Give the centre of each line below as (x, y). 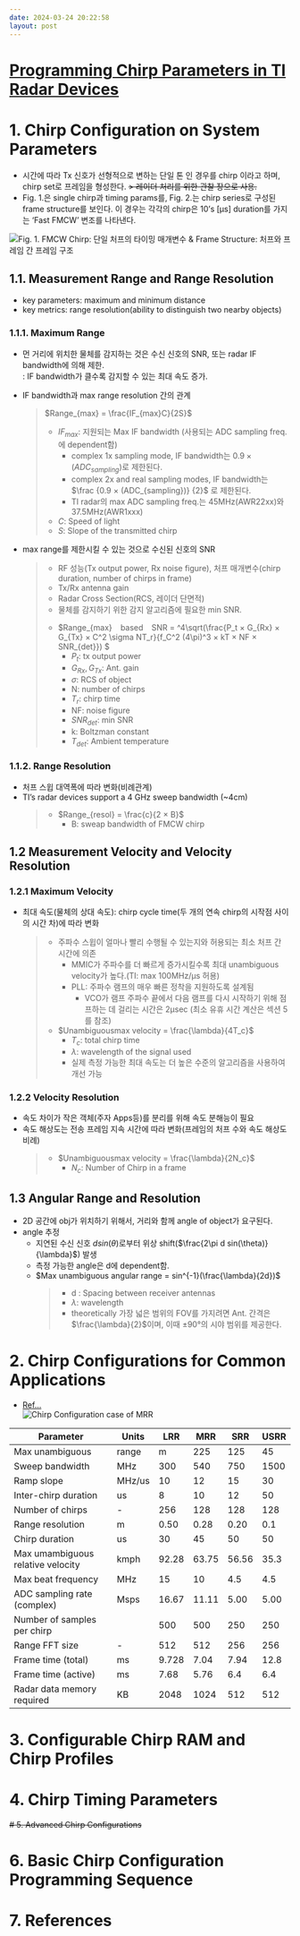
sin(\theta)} (248, 1243)
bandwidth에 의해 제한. (63, 364)
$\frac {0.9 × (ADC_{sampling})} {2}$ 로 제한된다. (161, 491)
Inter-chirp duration (56, 1495)
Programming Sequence (101, 1880)
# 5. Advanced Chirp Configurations (75, 1825)
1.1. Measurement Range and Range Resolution (142, 279)
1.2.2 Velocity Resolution (64, 1098)
